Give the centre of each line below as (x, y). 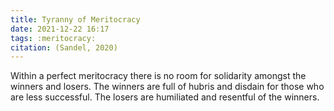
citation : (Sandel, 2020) (64, 47)
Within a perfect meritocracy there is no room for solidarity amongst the (158, 76)
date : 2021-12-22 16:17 (60, 29)
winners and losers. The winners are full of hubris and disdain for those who (167, 87)
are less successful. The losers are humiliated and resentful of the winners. (165, 97)
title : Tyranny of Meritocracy (75, 19)
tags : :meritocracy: (53, 38)
